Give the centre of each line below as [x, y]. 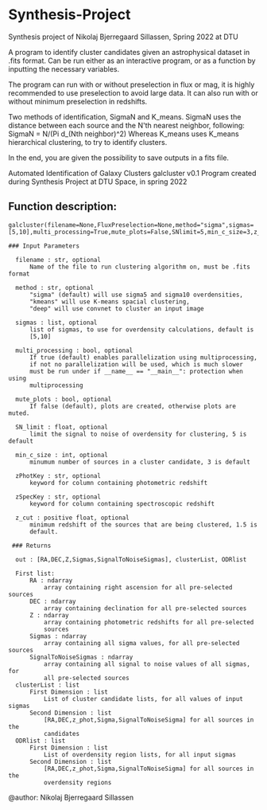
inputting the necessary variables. [64, 68]
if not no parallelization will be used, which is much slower [136, 364]
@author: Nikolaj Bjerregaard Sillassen [71, 797]
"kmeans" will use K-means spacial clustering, [110, 301]
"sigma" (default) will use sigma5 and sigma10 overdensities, [136, 295]
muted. [19, 413]
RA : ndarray [51, 580]
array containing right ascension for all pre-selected [138, 587]
